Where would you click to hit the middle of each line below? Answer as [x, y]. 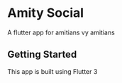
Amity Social [45, 13]
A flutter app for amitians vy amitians [61, 32]
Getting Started [42, 55]
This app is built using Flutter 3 [52, 71]
